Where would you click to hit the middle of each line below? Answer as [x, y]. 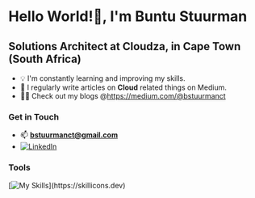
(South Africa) [45, 59]
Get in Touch [34, 116]
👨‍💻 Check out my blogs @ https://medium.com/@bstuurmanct [123, 96]
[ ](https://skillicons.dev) [67, 185]
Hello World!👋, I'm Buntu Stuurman [128, 17]
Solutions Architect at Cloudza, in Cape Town [125, 46]
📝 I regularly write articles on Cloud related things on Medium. [123, 87]
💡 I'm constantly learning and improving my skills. [102, 78]
